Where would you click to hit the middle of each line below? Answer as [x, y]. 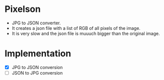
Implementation [38, 54]
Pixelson [23, 9]
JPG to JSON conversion [37, 67]
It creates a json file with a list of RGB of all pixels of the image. [76, 28]
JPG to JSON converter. [36, 23]
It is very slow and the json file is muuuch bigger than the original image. [86, 33]
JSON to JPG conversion [37, 73]
